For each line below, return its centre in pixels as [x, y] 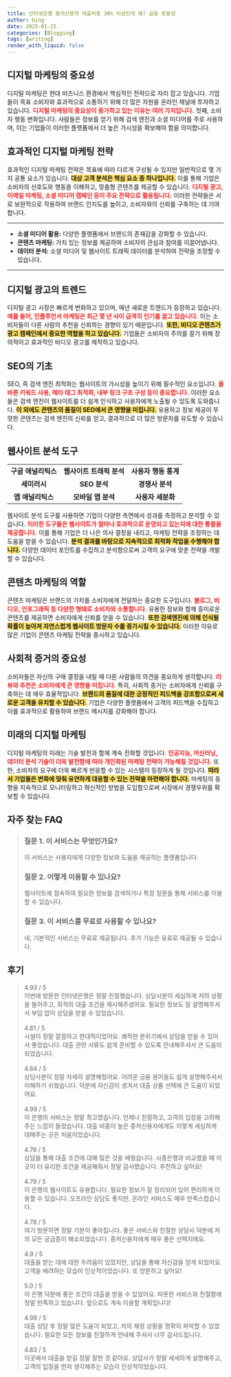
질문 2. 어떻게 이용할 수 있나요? [73, 877]
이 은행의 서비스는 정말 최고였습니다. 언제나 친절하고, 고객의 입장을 [113, 1117]
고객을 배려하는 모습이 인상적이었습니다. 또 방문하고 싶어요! [103, 1271]
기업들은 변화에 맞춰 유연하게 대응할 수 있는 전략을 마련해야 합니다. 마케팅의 [114, 779]
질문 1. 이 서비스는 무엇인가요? [71, 841]
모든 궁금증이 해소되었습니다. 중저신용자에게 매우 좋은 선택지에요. [119, 1238]
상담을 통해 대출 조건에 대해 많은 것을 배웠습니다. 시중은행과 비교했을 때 [119, 1158]
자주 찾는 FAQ [35, 819]
